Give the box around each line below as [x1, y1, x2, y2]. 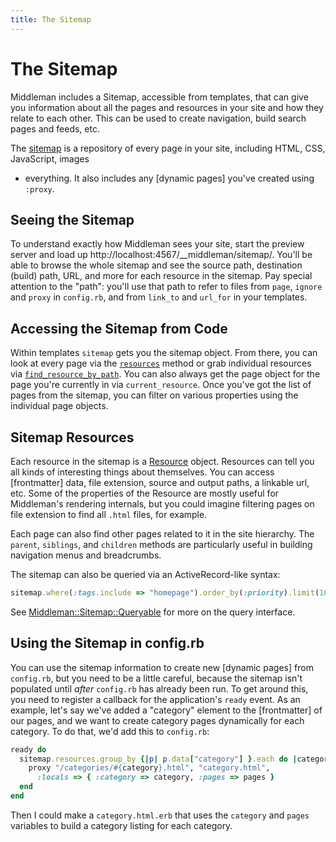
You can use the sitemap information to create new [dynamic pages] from [10, 661, 314, 673]
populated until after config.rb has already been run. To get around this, [10, 682, 309, 695]
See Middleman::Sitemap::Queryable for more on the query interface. [10, 606, 296, 618]
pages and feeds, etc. [10, 122, 100, 135]
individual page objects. [10, 400, 109, 412]
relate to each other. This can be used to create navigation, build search [10, 112, 307, 124]
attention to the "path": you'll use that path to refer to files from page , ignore [10, 281, 323, 293]
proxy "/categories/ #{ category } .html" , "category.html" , [28, 763, 271, 773]
